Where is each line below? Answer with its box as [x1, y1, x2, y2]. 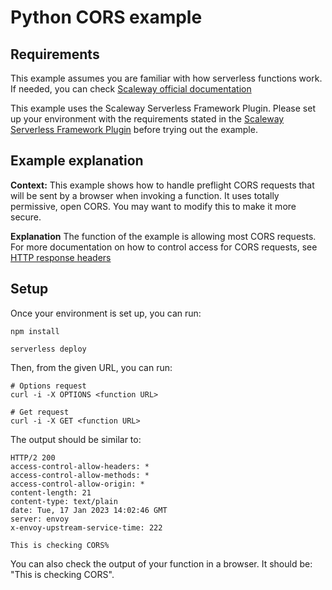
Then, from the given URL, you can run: [10, 361, 173, 373]
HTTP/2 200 [10, 452, 56, 463]
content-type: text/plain [10, 496, 118, 506]
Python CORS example [10, 6, 203, 29]
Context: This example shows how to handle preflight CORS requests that [10, 179, 315, 191]
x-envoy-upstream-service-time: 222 [10, 522, 163, 533]
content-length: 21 [10, 487, 92, 498]
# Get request [10, 407, 70, 417]
